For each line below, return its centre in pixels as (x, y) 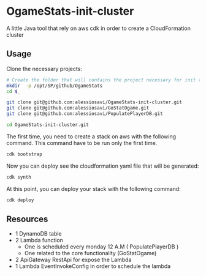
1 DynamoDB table (39, 234)
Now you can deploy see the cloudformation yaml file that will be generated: (103, 166)
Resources (27, 219)
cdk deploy (20, 200)
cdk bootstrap (25, 154)
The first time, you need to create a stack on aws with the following (91, 136)
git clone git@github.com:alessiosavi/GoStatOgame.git (78, 108)
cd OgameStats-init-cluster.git (48, 125)
